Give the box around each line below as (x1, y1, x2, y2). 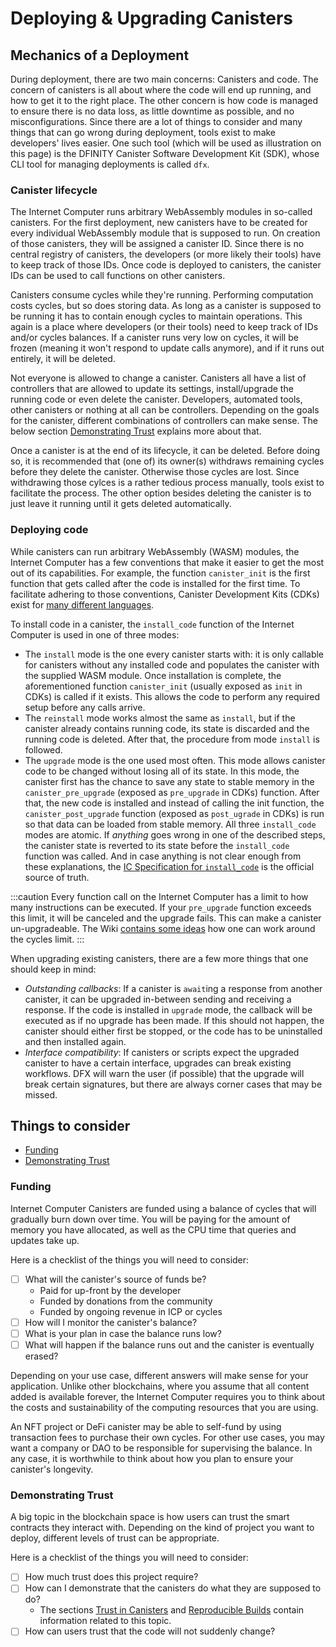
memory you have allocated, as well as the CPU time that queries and (10, 1223, 297, 1236)
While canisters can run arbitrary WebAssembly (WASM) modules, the (10, 545, 300, 557)
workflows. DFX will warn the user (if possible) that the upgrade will (24, 1067, 305, 1079)
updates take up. (10, 1234, 80, 1246)
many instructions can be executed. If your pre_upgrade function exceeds (10, 901, 312, 913)
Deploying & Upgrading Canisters (10, 7, 293, 30)
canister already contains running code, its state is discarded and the (24, 722, 310, 734)
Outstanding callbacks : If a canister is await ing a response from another (24, 982, 323, 994)
